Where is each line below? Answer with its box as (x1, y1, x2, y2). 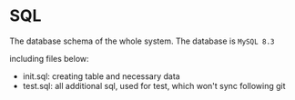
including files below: (9, 53, 89, 64)
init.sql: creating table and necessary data (22, 70, 180, 82)
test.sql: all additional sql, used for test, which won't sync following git (22, 80, 286, 91)
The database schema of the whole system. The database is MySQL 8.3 (9, 35, 275, 46)
